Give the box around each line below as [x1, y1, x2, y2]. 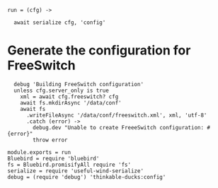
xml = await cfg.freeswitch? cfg [20, 93, 119, 100]
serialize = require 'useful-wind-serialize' [7, 167, 144, 175]
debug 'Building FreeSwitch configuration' [13, 81, 144, 88]
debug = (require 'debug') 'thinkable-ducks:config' [7, 173, 166, 180]
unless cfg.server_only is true [13, 87, 110, 94]
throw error [33, 136, 69, 143]
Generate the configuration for [7, 42, 191, 59]
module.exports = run [7, 148, 71, 155]
